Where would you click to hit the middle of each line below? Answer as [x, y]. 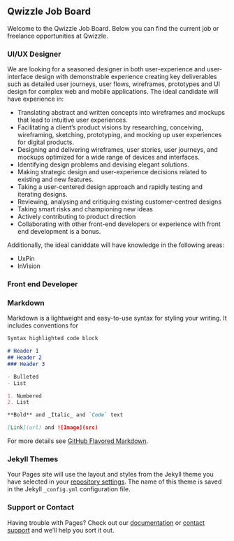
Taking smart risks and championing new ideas [85, 209]
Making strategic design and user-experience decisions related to [112, 172]
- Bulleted [23, 377]
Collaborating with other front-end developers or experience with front [119, 224]
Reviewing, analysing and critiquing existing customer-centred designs [119, 202]
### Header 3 [26, 364]
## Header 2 [24, 358]
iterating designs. [42, 195]
